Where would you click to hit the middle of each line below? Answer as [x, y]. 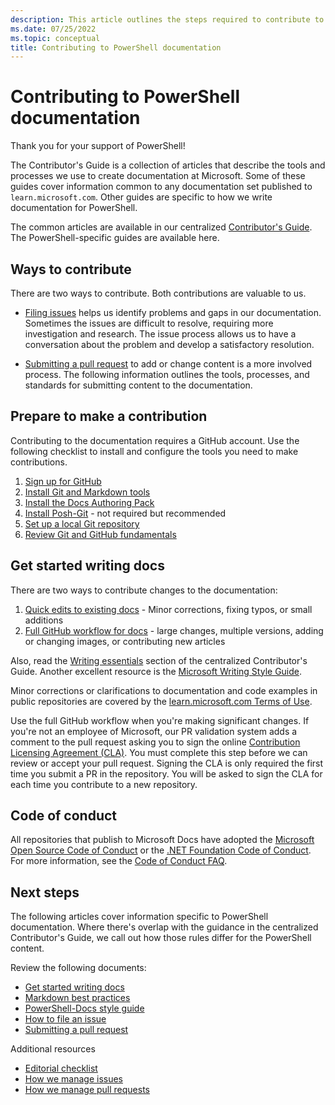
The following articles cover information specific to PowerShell [139, 917]
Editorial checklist [61, 1068]
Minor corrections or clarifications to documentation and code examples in [164, 690]
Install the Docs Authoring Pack [89, 502]
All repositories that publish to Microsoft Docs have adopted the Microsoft [162, 840]
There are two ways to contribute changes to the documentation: [144, 590]
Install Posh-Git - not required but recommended [125, 513]
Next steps [45, 892]
